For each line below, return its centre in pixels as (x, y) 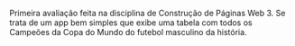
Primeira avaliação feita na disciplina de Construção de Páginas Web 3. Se (147, 13)
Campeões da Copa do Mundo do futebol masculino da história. (128, 32)
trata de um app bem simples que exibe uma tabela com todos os (131, 23)
